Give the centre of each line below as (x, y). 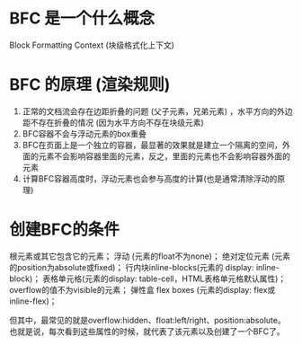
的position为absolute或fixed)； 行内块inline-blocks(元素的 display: (132, 267)
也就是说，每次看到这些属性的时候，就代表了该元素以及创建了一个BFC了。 (147, 331)
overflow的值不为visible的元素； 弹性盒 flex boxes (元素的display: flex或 (142, 289)
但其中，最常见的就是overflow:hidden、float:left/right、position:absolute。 (147, 320)
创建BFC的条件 (64, 230)
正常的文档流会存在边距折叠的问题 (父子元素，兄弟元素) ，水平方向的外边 (157, 111)
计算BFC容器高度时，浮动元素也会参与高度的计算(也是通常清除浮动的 (150, 178)
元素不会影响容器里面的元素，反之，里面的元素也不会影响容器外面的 (164, 156)
